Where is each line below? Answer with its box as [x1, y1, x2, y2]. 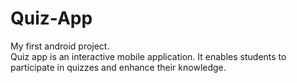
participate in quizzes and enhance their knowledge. [10, 61, 227, 73]
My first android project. [10, 40, 110, 52]
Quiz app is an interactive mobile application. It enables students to [10, 50, 287, 62]
